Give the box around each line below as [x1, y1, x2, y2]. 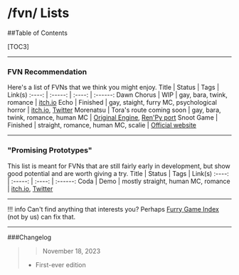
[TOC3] [7, 42, 30, 51]
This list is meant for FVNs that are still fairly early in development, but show [7, 162, 231, 170]
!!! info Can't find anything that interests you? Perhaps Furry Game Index [7, 204, 219, 213]
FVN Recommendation [7, 66, 87, 76]
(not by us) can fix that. [7, 212, 76, 221]
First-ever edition [35, 260, 87, 269]
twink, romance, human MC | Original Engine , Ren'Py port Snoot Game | [7, 113, 218, 122]
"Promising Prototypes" [7, 145, 92, 155]
